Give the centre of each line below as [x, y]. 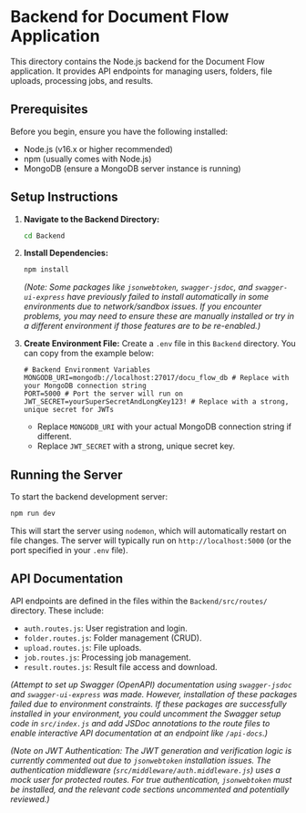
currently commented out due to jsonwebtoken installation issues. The [141, 760]
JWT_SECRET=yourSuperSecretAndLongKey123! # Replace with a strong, [156, 402]
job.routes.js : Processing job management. [107, 657]
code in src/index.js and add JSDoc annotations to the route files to [140, 723]
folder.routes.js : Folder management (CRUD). [112, 638]
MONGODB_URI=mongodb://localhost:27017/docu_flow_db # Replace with [156, 378]
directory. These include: [57, 610]
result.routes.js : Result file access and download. [120, 666]
